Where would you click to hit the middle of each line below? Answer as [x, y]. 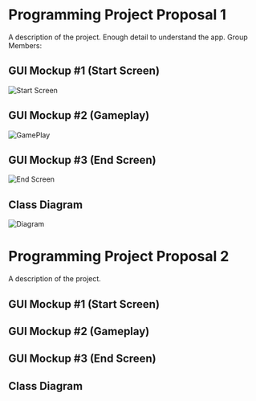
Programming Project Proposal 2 [119, 257]
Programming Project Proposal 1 [118, 15]
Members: [25, 45]
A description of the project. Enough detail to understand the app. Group [128, 37]
